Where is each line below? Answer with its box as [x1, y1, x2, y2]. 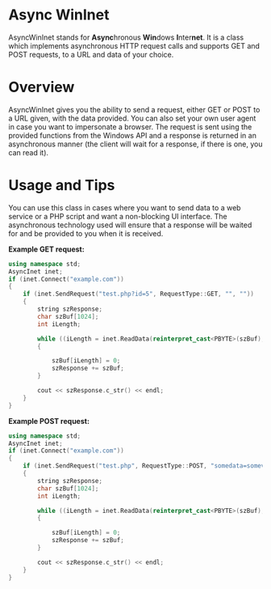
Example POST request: [8, 416, 90, 426]
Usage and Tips [8, 176, 115, 195]
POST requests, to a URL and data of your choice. [8, 49, 174, 59]
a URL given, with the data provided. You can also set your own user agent [8, 113, 256, 123]
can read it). [8, 147, 49, 157]
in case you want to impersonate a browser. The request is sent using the [8, 121, 252, 131]
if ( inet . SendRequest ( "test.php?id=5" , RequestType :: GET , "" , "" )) [23, 290, 254, 299]
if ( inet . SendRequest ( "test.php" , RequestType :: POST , [23, 462, 207, 470]
